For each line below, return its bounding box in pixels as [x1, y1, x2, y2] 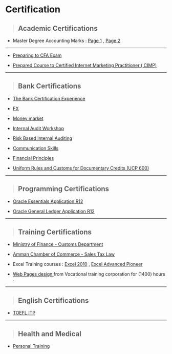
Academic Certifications [17, 24, 98, 33]
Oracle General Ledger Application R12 [12, 208, 95, 214]
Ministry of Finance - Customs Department [12, 241, 103, 247]
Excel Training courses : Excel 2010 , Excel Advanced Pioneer [12, 261, 143, 267]
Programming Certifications [17, 184, 109, 193]
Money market [12, 115, 44, 121]
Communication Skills [12, 145, 59, 151]
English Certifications [17, 296, 89, 305]
